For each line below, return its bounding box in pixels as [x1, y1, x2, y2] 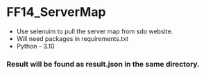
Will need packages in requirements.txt [16, 34, 129, 42]
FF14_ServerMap [6, 4, 106, 20]
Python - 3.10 [16, 42, 55, 50]
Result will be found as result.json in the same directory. [6, 59, 200, 69]
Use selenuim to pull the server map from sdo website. [16, 27, 173, 35]
